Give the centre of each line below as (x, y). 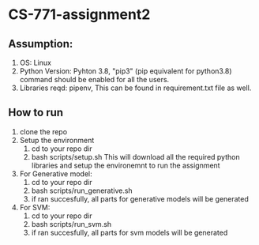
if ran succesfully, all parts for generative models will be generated (140, 198)
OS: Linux (35, 62)
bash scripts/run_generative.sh (82, 190)
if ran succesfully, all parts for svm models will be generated (129, 232)
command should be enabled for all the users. (94, 79)
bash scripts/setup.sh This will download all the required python (135, 156)
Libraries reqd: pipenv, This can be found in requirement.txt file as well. (135, 88)
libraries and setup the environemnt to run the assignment (126, 165)
